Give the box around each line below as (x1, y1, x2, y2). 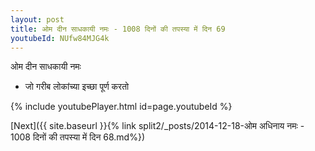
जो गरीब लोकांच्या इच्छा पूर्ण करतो (24, 81, 130, 93)
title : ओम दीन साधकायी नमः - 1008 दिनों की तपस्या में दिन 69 (10, 24, 226, 34)
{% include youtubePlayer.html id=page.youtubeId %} (10, 101, 233, 113)
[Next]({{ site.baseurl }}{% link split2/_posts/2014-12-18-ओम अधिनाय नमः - (10, 120, 305, 132)
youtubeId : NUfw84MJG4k (10, 33, 110, 43)
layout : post (10, 14, 65, 25)
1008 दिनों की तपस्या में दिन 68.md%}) (10, 131, 145, 143)
